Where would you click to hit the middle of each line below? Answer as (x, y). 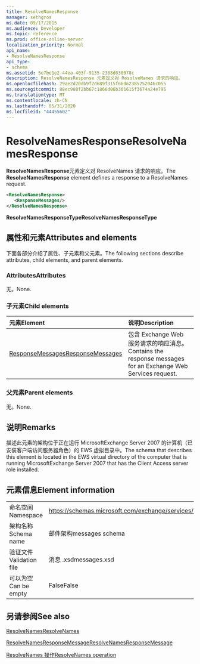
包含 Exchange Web (156, 335)
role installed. (23, 470)
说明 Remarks (31, 427)
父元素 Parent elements (40, 393)
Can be (19, 586)
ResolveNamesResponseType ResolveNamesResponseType (82, 217)
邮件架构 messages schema (87, 533)
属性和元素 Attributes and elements (71, 238)
